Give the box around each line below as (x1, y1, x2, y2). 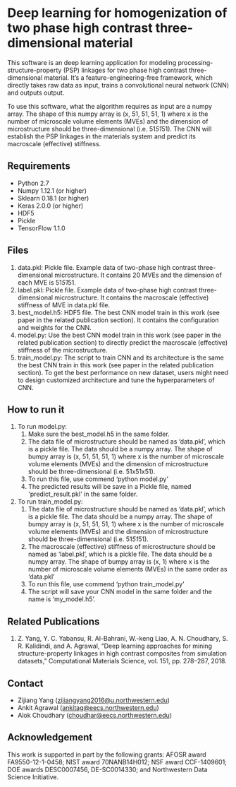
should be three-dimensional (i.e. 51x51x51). (27, 468, 156, 476)
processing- (178, 58, 213, 66)
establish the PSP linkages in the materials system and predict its (7, 132, 196, 141)
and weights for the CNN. (17, 323, 92, 331)
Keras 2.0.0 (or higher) (17, 201, 84, 210)
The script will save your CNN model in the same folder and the (27, 588, 213, 596)
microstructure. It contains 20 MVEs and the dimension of (54, 271, 222, 279)
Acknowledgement (7, 731, 93, 743)
